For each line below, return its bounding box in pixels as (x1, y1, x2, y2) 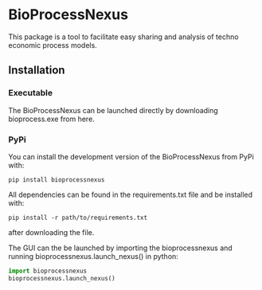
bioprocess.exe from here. (8, 114, 96, 123)
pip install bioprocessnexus (8, 175, 105, 184)
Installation (8, 64, 65, 77)
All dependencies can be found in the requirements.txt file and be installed (8, 190, 253, 199)
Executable (8, 88, 53, 99)
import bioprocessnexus (8, 267, 88, 275)
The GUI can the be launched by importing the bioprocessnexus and (8, 243, 233, 253)
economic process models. (8, 40, 97, 49)
